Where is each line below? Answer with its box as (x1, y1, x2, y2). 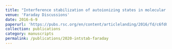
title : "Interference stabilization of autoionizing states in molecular (5, 7, 166, 13)
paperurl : (5, 21, 27, 27)
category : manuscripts (5, 31, 54, 36)
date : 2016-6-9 (5, 17, 38, 22)
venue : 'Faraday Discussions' (5, 12, 70, 17)
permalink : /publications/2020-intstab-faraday (5, 36, 109, 41)
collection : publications (5, 27, 60, 32)
